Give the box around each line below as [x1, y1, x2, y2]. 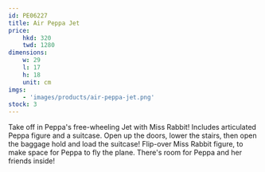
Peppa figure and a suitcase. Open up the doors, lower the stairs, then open [8, 131, 257, 140]
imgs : [8, 85, 26, 94]
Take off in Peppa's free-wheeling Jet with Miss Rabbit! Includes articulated [8, 123, 257, 132]
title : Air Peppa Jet [8, 19, 80, 27]
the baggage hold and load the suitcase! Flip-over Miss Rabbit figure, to [8, 139, 244, 149]
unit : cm [22, 78, 52, 86]
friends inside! [8, 156, 56, 166]
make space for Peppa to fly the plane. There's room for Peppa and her [8, 148, 243, 158]
